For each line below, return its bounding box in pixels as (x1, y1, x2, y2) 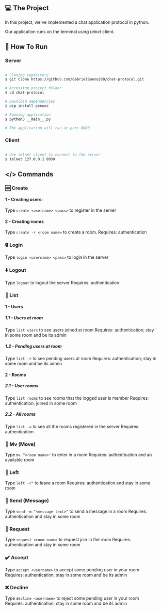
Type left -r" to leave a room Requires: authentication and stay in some (5, 480, 151, 486)
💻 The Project (5, 4, 49, 12)
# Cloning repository (5, 72, 49, 78)
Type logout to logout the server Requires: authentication (5, 280, 120, 285)
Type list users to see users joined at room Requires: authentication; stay (5, 327, 154, 333)
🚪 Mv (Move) (5, 440, 36, 447)
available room (5, 457, 35, 463)
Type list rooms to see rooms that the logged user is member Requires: (5, 395, 149, 401)
